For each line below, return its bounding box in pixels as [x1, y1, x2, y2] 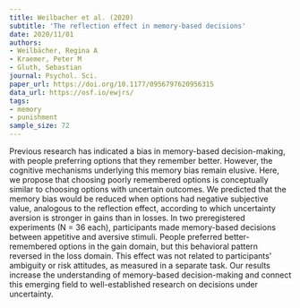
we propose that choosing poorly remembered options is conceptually [9, 175, 269, 184]
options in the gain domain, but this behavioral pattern [58, 241, 258, 252]
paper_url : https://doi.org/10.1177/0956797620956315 [9, 80, 215, 89]
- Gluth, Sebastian [9, 64, 82, 73]
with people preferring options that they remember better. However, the [9, 156, 273, 166]
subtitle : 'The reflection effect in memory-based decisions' [9, 21, 246, 30]
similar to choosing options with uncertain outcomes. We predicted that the [9, 184, 287, 194]
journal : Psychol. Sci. [9, 72, 99, 81]
